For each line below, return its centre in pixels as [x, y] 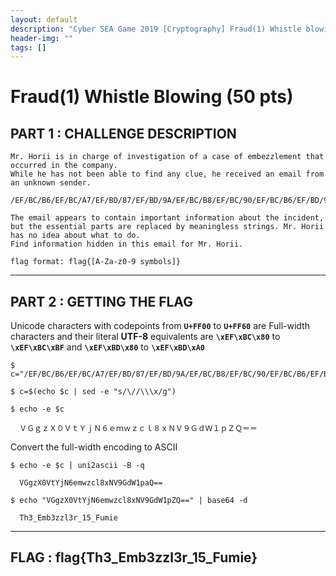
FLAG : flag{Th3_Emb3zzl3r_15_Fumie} [134, 557]
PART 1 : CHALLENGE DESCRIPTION [123, 133]
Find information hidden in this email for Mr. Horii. [127, 244]
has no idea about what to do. [75, 236]
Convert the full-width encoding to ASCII [94, 447]
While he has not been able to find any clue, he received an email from [167, 174]
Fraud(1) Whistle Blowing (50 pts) [152, 97]
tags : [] [28, 47]
